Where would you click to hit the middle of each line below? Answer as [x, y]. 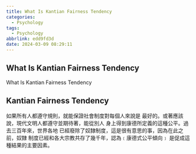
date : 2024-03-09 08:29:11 [39, 45]
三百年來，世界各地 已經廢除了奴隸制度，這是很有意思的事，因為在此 [94, 130]
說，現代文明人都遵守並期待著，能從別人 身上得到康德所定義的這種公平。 [95, 123]
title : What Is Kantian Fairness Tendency [59, 11]
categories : [21, 17]
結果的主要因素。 [32, 145]
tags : [13, 28]
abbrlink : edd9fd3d [30, 39]
